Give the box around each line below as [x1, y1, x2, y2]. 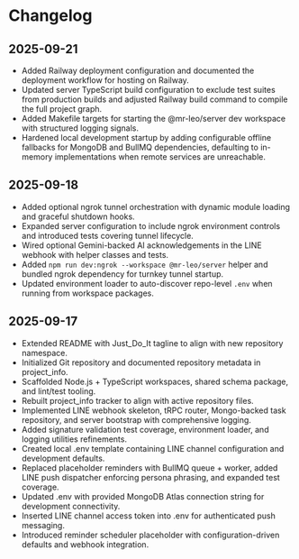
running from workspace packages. [21, 288, 155, 298]
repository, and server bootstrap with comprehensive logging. [21, 414, 251, 425]
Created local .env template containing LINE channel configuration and [21, 443, 285, 454]
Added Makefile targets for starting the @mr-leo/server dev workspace [21, 114, 286, 124]
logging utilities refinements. [21, 434, 128, 444]
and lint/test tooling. [21, 385, 96, 397]
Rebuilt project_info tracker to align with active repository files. [21, 395, 254, 406]
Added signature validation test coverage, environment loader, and [21, 424, 269, 435]
